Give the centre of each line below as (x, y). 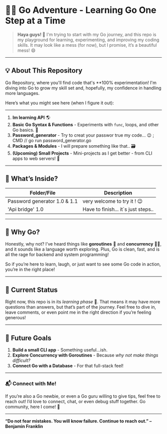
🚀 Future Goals (28, 338)
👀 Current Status (32, 290)
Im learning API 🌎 (31, 117)
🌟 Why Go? (23, 232)
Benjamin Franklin (24, 427)
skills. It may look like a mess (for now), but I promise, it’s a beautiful (87, 45)
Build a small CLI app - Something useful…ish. (60, 350)
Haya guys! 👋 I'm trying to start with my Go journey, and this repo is (87, 34)
